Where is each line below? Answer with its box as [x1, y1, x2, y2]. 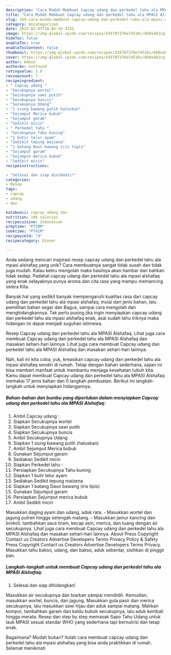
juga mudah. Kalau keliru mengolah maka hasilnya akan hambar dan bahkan [6, 267, 164, 273]
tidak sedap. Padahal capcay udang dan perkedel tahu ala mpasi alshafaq [6, 273, 160, 279]
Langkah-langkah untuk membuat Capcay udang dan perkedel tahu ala [6, 564, 161, 570]
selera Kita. [6, 283, 29, 289]
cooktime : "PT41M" [6, 229, 45, 234]
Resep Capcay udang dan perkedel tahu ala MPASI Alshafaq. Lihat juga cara [6, 330, 165, 336]
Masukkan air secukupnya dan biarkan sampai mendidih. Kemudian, [6, 592, 148, 598]
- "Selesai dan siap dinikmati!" [6, 172, 77, 178]
